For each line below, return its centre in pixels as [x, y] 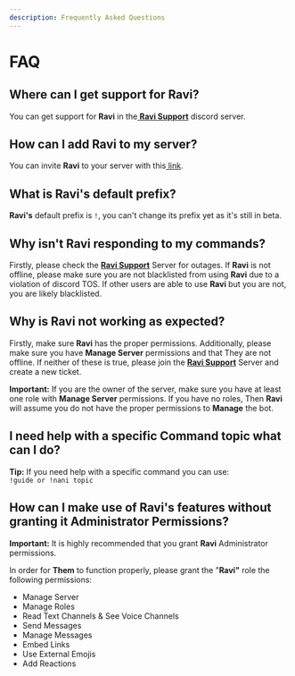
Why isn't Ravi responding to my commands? [137, 244]
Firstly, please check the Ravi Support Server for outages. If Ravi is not [140, 266]
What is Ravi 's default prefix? [93, 194]
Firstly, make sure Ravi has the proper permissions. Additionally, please [140, 343]
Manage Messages [57, 635]
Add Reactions [49, 663]
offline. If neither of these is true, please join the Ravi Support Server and [144, 362]
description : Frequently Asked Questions [87, 17]
